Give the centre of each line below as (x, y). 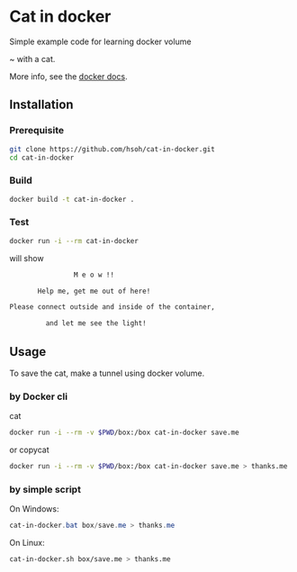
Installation (41, 105)
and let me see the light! (96, 323)
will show (27, 258)
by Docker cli (39, 396)
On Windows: (34, 509)
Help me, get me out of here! (94, 291)
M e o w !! (94, 275)
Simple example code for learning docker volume (100, 41)
